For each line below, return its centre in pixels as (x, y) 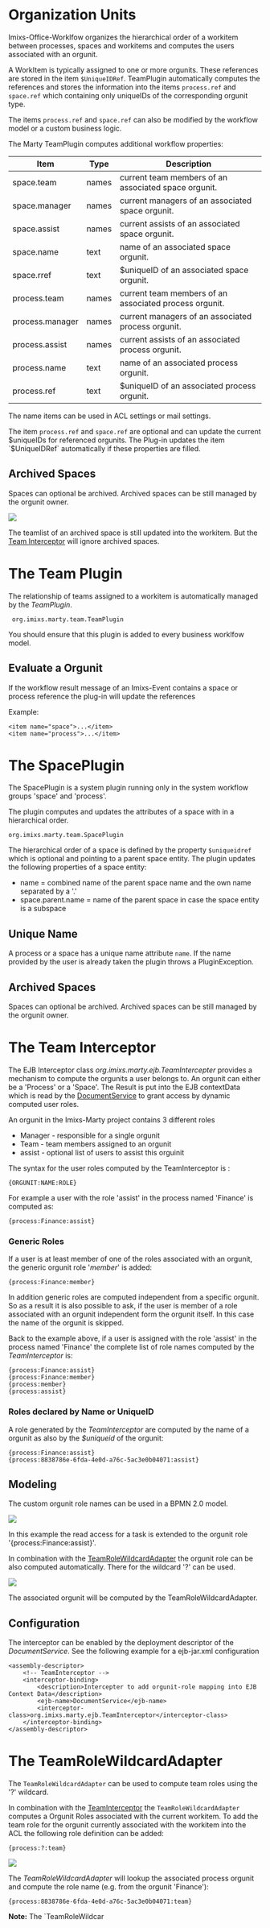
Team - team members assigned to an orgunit (96, 1144)
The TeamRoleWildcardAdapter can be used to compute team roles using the (133, 1784)
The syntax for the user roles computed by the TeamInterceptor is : (119, 1168)
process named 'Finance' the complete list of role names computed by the (131, 1347)
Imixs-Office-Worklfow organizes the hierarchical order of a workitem (123, 37)
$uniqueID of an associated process (188, 386)
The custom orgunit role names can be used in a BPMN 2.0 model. (119, 1503)
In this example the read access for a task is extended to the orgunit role (128, 1534)
